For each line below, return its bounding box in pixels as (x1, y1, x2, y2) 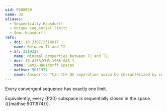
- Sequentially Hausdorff (9, 21, 64, 26)
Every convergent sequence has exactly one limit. (5, 86, 107, 92)
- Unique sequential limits (9, 26, 68, 31)
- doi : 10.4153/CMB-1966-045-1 (9, 58, 75, 63)
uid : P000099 (5, 7, 32, 12)
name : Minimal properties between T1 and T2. (14, 53, 110, 59)
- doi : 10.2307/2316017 (9, 40, 59, 45)
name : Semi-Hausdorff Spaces (14, 63, 75, 68)
